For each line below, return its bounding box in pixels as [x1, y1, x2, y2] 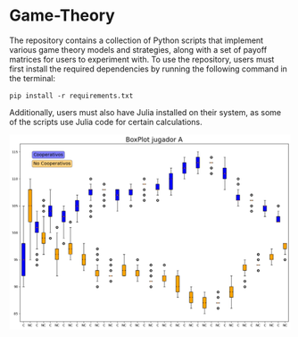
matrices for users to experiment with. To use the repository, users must [9, 54, 275, 64]
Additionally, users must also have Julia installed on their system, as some [9, 106, 282, 117]
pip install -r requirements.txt [9, 91, 134, 100]
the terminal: [9, 72, 56, 83]
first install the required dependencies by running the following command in [9, 63, 288, 74]
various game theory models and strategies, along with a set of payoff [9, 44, 268, 55]
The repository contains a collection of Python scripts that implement [9, 35, 264, 46]
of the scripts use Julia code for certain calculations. [9, 116, 203, 127]
